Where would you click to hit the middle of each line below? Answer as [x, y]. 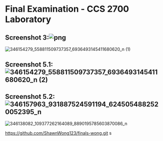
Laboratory [28, 19]
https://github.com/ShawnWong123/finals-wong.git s [58, 133]
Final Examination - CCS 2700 [67, 9]
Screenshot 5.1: [29, 65]
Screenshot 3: [27, 37]
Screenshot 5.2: [30, 96]
